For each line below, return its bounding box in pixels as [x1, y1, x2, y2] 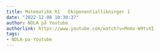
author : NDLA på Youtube [6, 20, 68, 26]
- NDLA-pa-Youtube [6, 36, 52, 42]
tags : [6, 31, 20, 37]
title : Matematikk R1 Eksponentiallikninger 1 [6, 8, 130, 15]
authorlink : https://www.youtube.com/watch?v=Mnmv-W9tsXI [6, 25, 154, 32]
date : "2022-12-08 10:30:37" [6, 14, 79, 20]
